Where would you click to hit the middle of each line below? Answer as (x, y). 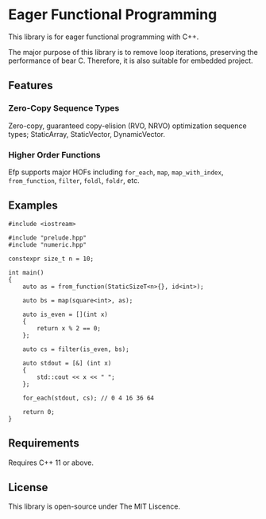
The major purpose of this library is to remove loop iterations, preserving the (133, 52)
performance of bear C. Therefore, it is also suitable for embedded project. (131, 60)
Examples (33, 206)
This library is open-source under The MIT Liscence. (94, 506)
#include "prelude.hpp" (48, 238)
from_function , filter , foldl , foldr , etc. (74, 180)
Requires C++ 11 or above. (51, 462)
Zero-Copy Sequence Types (64, 108)
